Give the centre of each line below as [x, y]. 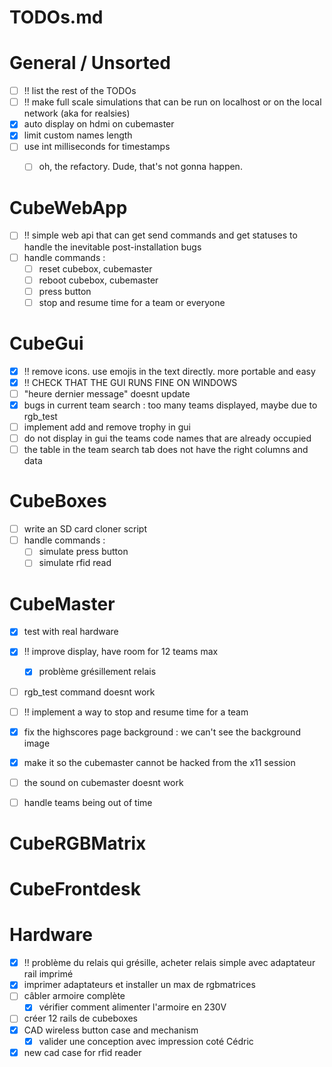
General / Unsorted [90, 63]
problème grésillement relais [97, 672]
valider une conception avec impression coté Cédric [146, 1041]
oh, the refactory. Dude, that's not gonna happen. [140, 167]
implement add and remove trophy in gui [107, 427]
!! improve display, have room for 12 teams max [121, 652]
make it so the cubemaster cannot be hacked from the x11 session [159, 762]
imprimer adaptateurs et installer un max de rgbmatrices [139, 985]
